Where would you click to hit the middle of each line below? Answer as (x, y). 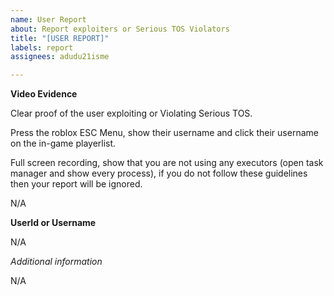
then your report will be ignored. (76, 184)
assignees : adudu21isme (60, 57)
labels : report (42, 47)
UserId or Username (53, 223)
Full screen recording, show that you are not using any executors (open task (167, 163)
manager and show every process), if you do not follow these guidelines (159, 173)
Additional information (56, 262)
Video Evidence (44, 94)
